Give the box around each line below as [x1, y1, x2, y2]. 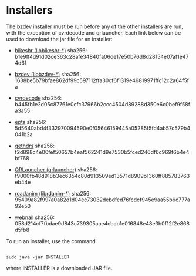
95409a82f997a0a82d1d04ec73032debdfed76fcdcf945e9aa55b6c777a [14, 196, 191, 203]
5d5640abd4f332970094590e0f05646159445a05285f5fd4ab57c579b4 [14, 124, 191, 132]
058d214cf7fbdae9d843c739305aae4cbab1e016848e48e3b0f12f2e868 [14, 220, 190, 227]
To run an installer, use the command [6, 237, 96, 244]
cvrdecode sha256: [14, 95, 62, 102]
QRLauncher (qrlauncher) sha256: [14, 166, 98, 173]
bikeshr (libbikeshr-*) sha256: [14, 46, 87, 53]
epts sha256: [14, 118, 47, 125]
